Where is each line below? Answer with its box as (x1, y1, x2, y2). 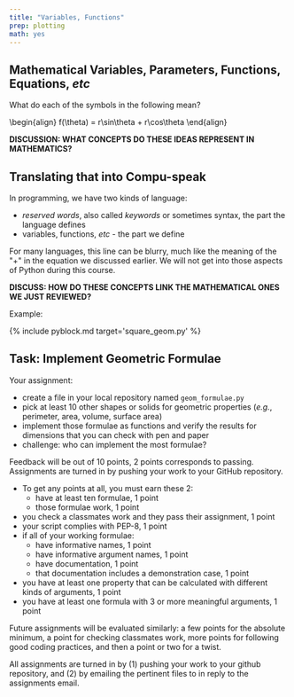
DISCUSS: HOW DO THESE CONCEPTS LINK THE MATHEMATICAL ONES (9, 282, 281, 293)
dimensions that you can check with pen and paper (21, 429, 210, 440)
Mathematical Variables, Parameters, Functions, (9, 62, 281, 77)
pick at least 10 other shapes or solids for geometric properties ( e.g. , (21, 401, 273, 412)
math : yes (9, 29, 46, 38)
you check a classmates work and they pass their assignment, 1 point (21, 511, 275, 521)
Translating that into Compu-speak (9, 169, 206, 184)
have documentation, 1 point (35, 558, 139, 568)
